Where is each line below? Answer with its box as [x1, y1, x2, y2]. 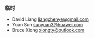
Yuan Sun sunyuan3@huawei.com [12, 22, 83, 28]
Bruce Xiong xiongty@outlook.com [12, 27, 85, 33]
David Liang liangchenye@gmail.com [12, 16, 89, 22]
